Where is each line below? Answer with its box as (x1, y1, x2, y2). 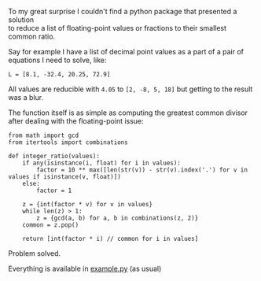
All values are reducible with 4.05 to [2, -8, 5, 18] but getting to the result (8, 84, 253, 94)
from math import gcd (8, 131, 79, 139)
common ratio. (8, 31, 56, 41)
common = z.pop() (22, 221, 79, 229)
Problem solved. (8, 249, 61, 258)
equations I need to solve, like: (8, 55, 107, 65)
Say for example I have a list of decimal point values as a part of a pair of (8, 47, 244, 56)
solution (8, 15, 35, 24)
